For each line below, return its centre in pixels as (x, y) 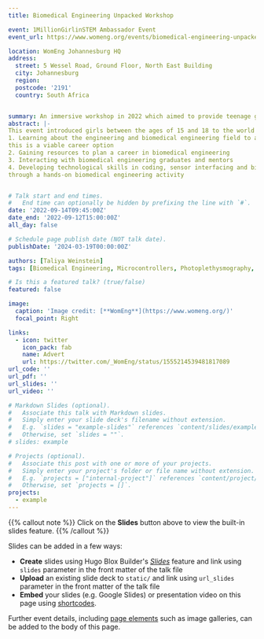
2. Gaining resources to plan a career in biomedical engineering (119, 153)
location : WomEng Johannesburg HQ (65, 51)
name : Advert (44, 355)
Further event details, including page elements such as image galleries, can (130, 618)
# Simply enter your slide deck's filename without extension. (117, 420)
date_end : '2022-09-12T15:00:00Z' (65, 218)
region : (28, 80)
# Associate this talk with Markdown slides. (88, 413)
